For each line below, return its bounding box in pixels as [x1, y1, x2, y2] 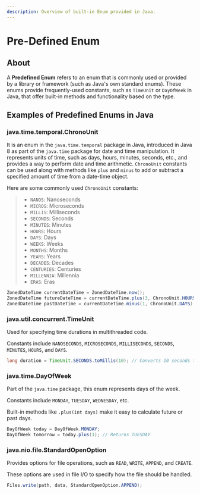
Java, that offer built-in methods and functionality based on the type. [7, 93, 176, 100]
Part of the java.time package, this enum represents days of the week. [7, 385, 180, 393]
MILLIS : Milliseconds [30, 209, 80, 216]
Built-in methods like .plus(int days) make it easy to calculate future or [7, 408, 183, 415]
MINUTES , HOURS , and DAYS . [7, 346, 68, 354]
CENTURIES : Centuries [30, 265, 81, 273]
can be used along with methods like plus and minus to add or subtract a [7, 167, 183, 174]
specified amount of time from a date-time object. [7, 173, 129, 180]
